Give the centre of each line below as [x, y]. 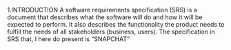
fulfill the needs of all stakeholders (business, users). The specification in [111, 32]
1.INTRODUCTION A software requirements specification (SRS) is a [102, 10]
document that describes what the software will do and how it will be [105, 17]
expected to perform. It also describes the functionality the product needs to [116, 24]
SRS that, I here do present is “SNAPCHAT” [68, 39]
